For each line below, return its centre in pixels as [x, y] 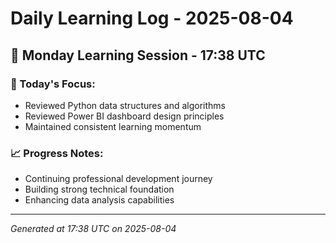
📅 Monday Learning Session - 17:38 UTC [138, 55]
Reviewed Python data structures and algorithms [125, 105]
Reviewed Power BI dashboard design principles [124, 116]
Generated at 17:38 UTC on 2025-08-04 [93, 229]
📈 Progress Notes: [57, 153]
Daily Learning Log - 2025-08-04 [152, 18]
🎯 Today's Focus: [53, 84]
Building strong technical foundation [99, 189]
